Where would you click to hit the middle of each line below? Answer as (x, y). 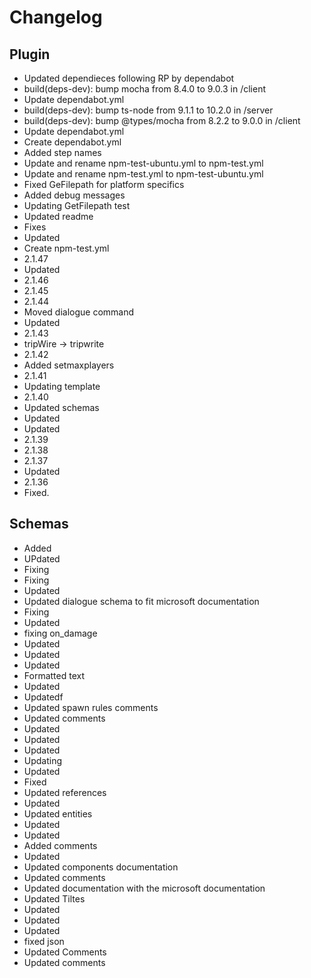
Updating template (62, 386)
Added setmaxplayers (69, 365)
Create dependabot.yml (72, 142)
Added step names (62, 152)
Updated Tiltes (54, 898)
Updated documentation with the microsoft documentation (144, 888)
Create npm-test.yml (66, 248)
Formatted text (54, 675)
